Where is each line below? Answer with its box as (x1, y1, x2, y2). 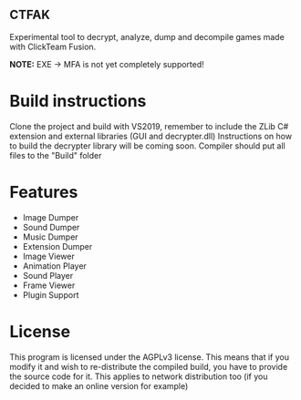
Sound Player (22, 270, 74, 281)
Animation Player (22, 260, 87, 272)
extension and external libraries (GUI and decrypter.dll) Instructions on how (9, 130, 293, 141)
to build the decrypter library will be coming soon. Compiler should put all (9, 140, 285, 151)
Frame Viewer (22, 280, 76, 291)
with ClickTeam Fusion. (9, 41, 97, 52)
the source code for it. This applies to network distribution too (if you (9, 371, 268, 382)
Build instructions (9, 91, 147, 111)
